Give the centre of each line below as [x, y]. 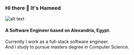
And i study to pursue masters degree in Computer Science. [67, 46]
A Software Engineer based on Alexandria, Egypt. [58, 30]
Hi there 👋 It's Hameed [33, 8]
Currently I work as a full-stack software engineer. [57, 41]
